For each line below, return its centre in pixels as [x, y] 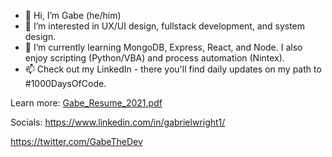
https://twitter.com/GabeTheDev [76, 141]
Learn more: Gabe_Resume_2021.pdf [86, 103]
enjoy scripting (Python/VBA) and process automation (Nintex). [154, 58]
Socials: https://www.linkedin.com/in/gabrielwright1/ [118, 122]
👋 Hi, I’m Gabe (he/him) [73, 15]
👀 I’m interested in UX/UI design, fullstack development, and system [165, 26]
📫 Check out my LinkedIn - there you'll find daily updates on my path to [173, 69]
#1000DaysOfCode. [65, 83]
